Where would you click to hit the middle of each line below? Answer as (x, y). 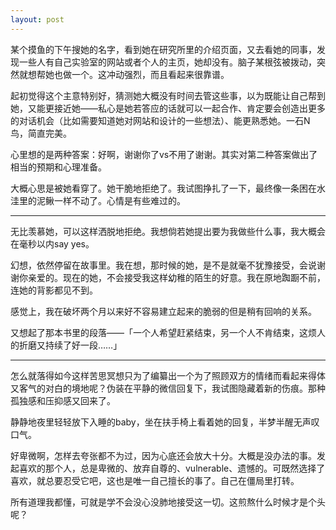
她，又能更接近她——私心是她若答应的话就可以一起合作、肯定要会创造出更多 (168, 108)
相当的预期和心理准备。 (58, 167)
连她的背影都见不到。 (54, 290)
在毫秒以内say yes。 (52, 243)
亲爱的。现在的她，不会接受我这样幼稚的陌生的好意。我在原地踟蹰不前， (176, 277)
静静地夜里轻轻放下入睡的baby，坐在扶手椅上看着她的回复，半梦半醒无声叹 (165, 422)
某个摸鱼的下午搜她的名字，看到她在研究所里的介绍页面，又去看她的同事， (163, 49)
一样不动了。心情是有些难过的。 (119, 200)
